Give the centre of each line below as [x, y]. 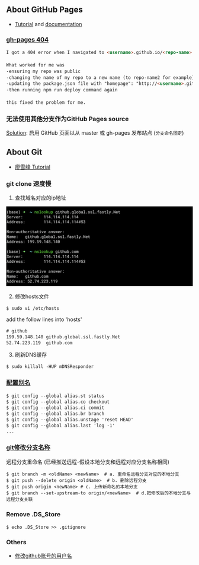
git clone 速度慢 [29, 184]
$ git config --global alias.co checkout [58, 402]
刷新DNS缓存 [31, 354]
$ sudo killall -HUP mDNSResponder [50, 366]
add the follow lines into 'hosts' [44, 319]
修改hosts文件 [32, 296]
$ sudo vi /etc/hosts [33, 308]
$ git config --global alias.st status [55, 396]
